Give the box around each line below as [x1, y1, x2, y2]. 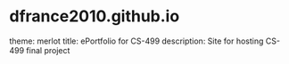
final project [26, 44, 70, 55]
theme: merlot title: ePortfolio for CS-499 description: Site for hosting [9, 36, 264, 46]
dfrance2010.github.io [9, 6, 180, 27]
